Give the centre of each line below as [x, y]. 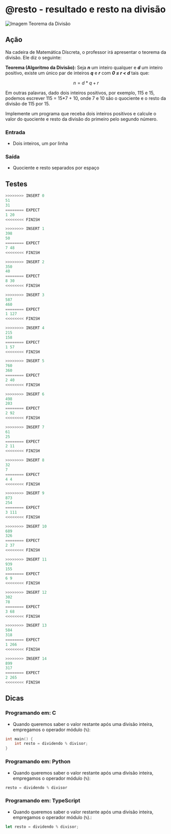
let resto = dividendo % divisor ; [42, 827]
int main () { [19, 739]
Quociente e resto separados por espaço [56, 168]
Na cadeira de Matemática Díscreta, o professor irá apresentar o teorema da [86, 52]
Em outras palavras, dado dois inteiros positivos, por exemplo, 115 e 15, [80, 93]
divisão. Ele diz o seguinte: [34, 57]
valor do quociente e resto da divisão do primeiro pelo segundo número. [81, 119]
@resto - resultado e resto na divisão [85, 9]
